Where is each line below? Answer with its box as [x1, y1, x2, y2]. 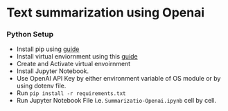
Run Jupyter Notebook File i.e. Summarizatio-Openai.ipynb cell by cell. [16, 97, 216, 105]
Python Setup [6, 30, 53, 39]
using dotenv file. [16, 81, 67, 90]
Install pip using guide [16, 45, 80, 53]
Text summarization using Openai [6, 5, 205, 21]
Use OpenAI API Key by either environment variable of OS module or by [16, 74, 221, 83]
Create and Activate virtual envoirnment [16, 60, 131, 68]
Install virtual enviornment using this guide [16, 52, 138, 61]
